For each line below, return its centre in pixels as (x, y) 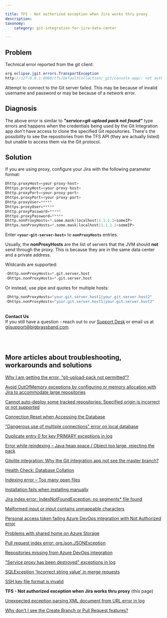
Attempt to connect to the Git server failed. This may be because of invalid (81, 88)
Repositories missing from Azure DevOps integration (59, 552)
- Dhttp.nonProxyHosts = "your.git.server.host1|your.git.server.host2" (79, 297)
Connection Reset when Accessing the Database (55, 417)
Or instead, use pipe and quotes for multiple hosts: (57, 288)
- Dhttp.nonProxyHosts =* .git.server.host (48, 274)
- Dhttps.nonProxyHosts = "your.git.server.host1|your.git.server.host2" (80, 301)
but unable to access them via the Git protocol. (53, 142)
